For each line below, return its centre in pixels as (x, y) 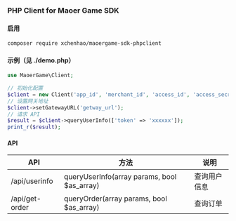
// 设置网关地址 (28, 101)
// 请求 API (24, 114)
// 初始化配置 (25, 88)
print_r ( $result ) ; (34, 127)
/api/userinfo (32, 181)
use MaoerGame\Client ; (40, 76)
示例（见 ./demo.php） (41, 60)
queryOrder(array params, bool (116, 199)
